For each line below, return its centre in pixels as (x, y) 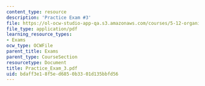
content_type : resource (37, 12)
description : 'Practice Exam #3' (49, 18)
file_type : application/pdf (42, 29)
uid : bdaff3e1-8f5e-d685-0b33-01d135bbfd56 (63, 74)
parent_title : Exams (33, 51)
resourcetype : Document (37, 62)
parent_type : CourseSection (42, 57)
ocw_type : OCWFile (30, 46)
